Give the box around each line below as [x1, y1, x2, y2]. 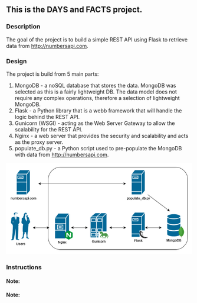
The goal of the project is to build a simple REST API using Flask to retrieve [6, 36, 188, 43]
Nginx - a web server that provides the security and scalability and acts [14, 132, 189, 139]
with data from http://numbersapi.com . [14, 151, 109, 158]
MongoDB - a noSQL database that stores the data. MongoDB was [14, 82, 176, 89]
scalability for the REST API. [14, 125, 83, 133]
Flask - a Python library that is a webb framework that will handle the [14, 107, 182, 114]
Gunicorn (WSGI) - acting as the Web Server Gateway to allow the [14, 120, 175, 127]
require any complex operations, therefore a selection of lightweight [14, 94, 180, 101]
